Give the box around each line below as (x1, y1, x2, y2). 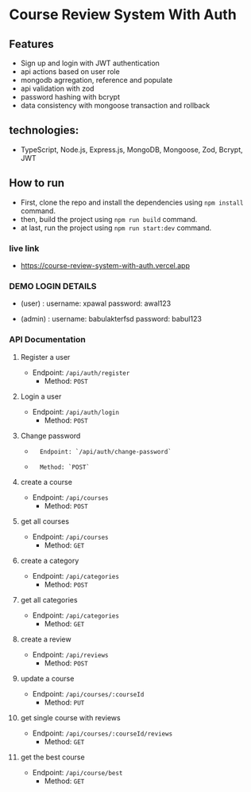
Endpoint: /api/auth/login (32, 407, 120, 416)
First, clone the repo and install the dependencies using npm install (20, 197, 244, 207)
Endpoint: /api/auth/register (32, 368, 130, 377)
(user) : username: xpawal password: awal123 (20, 298, 172, 308)
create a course (20, 477, 72, 486)
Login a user (20, 392, 62, 401)
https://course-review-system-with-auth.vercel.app (20, 260, 190, 270)
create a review (20, 634, 71, 644)
